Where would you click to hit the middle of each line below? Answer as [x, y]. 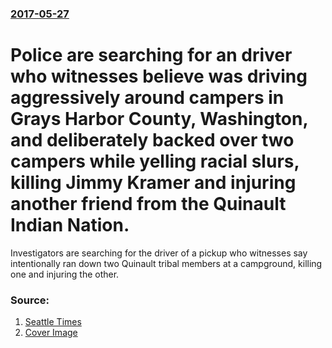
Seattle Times [53, 322]
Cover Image [51, 333]
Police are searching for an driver [151, 55]
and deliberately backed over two [152, 140]
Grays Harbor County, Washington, [159, 119]
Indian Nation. [70, 225]
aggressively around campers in [147, 98]
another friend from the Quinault [148, 204]
